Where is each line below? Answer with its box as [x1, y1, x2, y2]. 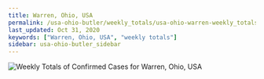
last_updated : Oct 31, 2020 [8, 26, 101, 34]
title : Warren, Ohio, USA [8, 11, 93, 20]
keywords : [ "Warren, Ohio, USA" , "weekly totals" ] [8, 33, 178, 41]
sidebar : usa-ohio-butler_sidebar [8, 41, 122, 48]
